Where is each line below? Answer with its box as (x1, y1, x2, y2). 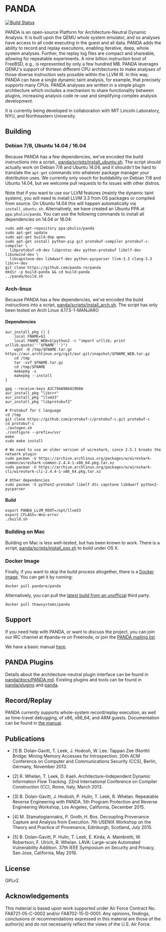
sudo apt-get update (5, 230, 48, 235)
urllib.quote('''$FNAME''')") (5, 343, 68, 348)
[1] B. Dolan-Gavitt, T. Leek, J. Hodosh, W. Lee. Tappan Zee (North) (12, 748, 150, 754)
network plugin (5, 452, 37, 457)
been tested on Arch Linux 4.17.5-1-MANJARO (5, 307, 99, 313)
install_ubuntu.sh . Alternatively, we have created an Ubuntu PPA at (5, 205, 145, 212)
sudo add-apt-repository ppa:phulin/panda (5, 226, 94, 231)
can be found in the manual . (5, 720, 63, 726)
